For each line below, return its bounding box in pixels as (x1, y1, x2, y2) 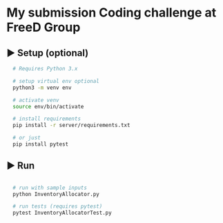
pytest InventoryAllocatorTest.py (12, 209, 112, 217)
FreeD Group (6, 19, 81, 35)
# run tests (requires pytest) (12, 203, 103, 210)
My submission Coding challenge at (6, 5, 217, 21)
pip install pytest (12, 141, 69, 148)
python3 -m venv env (12, 84, 72, 91)
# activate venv (12, 97, 59, 104)
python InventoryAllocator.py (12, 191, 99, 197)
